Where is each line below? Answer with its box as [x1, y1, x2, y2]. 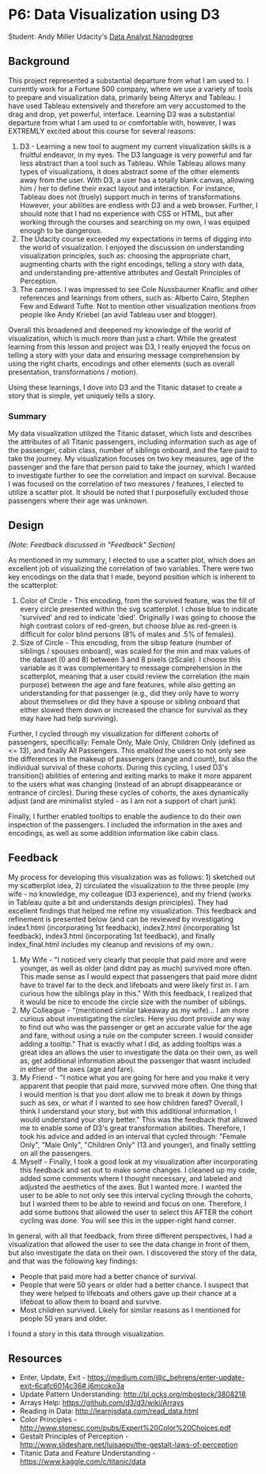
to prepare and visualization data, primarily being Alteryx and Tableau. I [8, 93, 241, 102]
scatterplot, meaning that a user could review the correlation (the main [19, 671, 250, 681]
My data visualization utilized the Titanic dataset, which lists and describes [8, 429, 252, 439]
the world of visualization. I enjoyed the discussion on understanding [19, 242, 245, 252]
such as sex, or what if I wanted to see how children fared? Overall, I [19, 1098, 243, 1107]
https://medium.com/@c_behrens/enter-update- [86, 1373, 245, 1382]
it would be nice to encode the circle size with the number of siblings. [19, 997, 247, 1006]
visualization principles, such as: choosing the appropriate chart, [19, 251, 231, 260]
